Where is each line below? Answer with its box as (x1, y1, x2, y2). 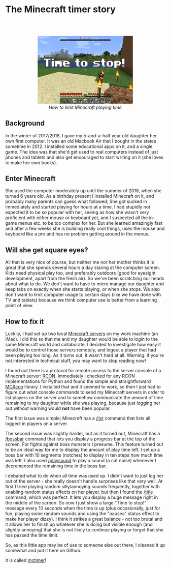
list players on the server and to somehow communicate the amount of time (5, 395, 163, 401)
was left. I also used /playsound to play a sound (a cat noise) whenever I (5, 458, 156, 464)
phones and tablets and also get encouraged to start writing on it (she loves (5, 154, 164, 160)
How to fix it (5, 317, 44, 326)
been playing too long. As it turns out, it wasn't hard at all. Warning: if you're (5, 352, 164, 358)
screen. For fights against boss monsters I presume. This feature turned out (5, 441, 163, 447)
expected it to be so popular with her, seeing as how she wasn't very (5, 210, 149, 216)
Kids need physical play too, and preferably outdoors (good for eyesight (5, 270, 156, 276)
